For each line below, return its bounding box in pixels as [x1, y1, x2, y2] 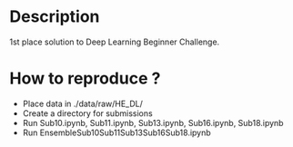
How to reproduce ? [9, 68, 161, 89]
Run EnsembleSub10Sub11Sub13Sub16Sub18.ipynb [22, 127, 211, 138]
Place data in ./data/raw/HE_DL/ [22, 98, 144, 109]
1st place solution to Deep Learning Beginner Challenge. [9, 36, 220, 47]
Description [9, 6, 100, 27]
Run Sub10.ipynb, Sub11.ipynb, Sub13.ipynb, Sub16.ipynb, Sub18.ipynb [22, 117, 284, 128]
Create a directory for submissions [22, 107, 153, 119]
